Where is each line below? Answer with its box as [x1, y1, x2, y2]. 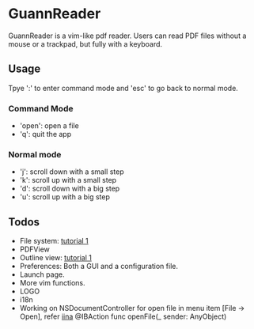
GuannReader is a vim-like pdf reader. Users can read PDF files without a [8, 31, 247, 40]
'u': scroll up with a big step [19, 192, 111, 202]
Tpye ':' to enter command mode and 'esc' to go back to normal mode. [8, 83, 239, 93]
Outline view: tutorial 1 [19, 253, 93, 263]
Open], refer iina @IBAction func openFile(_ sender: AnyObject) [19, 312, 227, 321]
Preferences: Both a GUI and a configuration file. [19, 262, 178, 271]
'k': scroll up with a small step [19, 176, 117, 185]
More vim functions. [19, 278, 85, 288]
